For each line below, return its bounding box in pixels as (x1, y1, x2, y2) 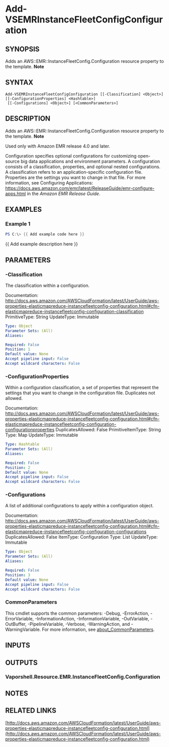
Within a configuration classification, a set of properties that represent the (5, 385, 159, 391)
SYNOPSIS (5, 45, 40, 53)
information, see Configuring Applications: (5, 179, 93, 185)
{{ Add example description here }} (5, 241, 78, 247)
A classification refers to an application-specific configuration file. (5, 169, 143, 175)
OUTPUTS (5, 658, 38, 667)
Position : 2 (5, 465, 30, 470)
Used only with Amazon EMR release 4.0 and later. (5, 143, 110, 149)
